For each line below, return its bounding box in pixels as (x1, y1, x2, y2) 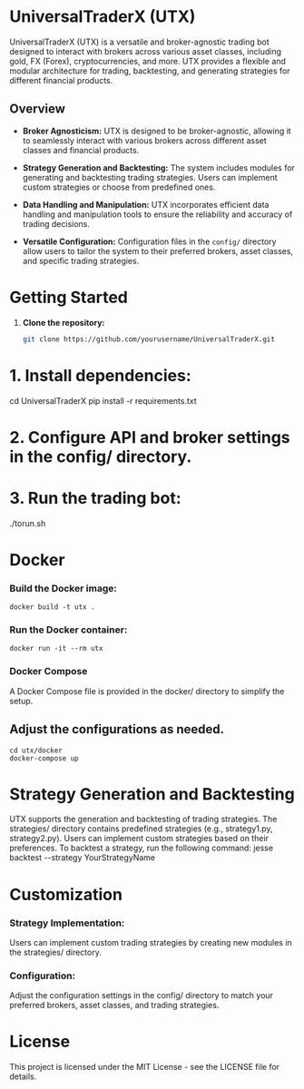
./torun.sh (9, 517, 46, 528)
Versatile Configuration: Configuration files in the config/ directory (22, 236, 277, 247)
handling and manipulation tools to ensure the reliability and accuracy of (22, 209, 293, 220)
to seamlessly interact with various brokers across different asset (22, 134, 268, 146)
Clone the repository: (22, 317, 105, 328)
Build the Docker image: (9, 582, 118, 594)
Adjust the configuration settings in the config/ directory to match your (9, 990, 274, 1001)
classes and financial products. (22, 144, 140, 155)
